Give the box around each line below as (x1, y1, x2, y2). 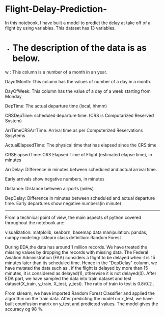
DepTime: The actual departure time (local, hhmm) (5, 103, 107, 109)
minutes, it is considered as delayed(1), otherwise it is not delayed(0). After (5, 270, 157, 276)
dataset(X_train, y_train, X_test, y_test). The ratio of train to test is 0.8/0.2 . (5, 281, 155, 286)
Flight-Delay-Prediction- (5, 3, 107, 15)
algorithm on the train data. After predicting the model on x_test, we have (5, 295, 153, 301)
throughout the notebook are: (5, 219, 65, 225)
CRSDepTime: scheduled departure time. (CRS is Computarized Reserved (5, 112, 154, 118)
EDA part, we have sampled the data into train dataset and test (5, 275, 132, 282)
